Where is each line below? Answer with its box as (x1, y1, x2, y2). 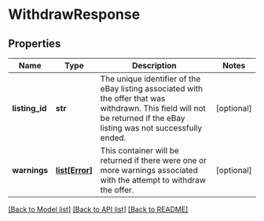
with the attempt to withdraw (100, 175, 207, 186)
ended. (100, 132, 126, 143)
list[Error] (55, 165, 93, 175)
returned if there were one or (100, 155, 207, 166)
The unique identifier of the (100, 73, 201, 84)
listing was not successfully (100, 123, 203, 133)
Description (132, 61, 177, 71)
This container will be (100, 145, 179, 156)
